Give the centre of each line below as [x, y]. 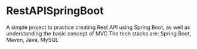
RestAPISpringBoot [55, 11]
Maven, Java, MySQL [32, 40]
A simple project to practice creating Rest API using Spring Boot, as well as [98, 27]
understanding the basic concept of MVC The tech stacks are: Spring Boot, [99, 33]
